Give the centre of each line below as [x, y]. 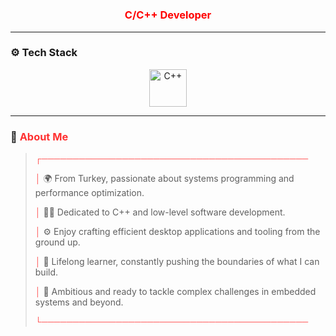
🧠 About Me [39, 136]
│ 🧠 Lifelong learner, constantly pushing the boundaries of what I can [177, 262]
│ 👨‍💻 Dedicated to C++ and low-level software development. [160, 212]
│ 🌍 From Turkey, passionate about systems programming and [164, 179]
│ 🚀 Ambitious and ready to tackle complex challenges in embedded [175, 292]
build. [46, 272]
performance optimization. [89, 193]
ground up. [57, 242]
